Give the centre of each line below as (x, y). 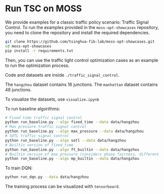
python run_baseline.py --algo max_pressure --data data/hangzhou (74, 131)
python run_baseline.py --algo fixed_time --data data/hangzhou (72, 122)
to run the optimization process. (37, 65)
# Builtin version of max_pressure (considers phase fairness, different (82, 154)
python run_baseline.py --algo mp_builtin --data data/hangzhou (72, 159)
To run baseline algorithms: (33, 109)
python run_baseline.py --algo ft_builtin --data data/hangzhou (72, 150)
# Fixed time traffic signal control (44, 118)
